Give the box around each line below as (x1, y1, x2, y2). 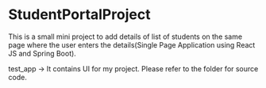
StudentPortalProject (8, 6, 151, 24)
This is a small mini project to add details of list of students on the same (8, 32, 243, 41)
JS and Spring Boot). (8, 48, 77, 58)
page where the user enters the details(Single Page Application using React (8, 40, 256, 49)
